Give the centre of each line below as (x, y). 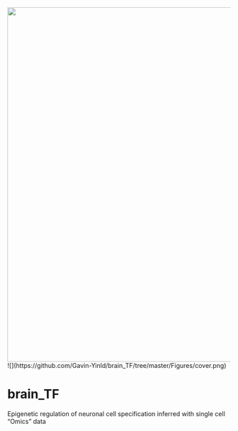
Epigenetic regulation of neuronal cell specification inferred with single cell (116, 413)
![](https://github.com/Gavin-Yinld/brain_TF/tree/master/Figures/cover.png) (117, 365)
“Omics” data (27, 421)
